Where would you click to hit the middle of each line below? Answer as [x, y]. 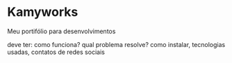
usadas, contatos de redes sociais [56, 52]
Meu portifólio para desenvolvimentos [61, 31]
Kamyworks [43, 12]
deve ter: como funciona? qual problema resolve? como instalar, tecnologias [116, 44]
